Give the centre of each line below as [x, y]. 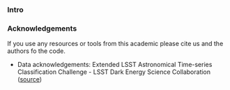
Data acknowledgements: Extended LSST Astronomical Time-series [115, 65]
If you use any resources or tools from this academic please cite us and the [115, 44]
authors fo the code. [37, 51]
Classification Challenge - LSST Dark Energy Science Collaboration [114, 72]
